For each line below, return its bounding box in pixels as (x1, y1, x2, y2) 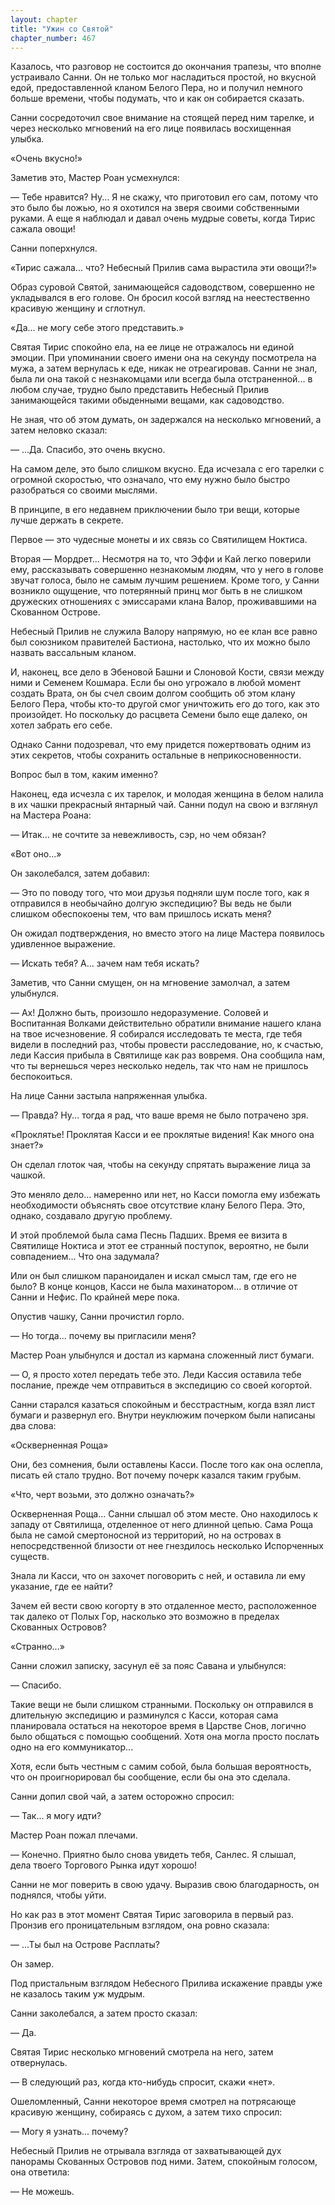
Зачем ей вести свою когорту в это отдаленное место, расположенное (10, 1600, 317, 1612)
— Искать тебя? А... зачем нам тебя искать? (10, 957, 200, 970)
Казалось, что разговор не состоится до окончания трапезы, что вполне (10, 61, 322, 73)
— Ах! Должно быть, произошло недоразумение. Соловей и (10, 1007, 269, 1019)
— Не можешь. (10, 2186, 75, 2198)
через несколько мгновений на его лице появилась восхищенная (10, 122, 292, 135)
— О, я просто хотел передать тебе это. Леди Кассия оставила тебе (10, 1369, 302, 1381)
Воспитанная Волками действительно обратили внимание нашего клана (10, 1017, 322, 1030)
